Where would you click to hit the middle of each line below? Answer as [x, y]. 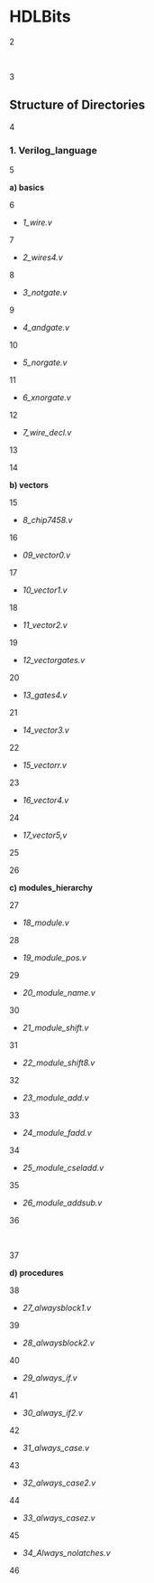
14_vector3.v [45, 730]
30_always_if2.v [52, 1413]
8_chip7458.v [47, 520]
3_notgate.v [45, 293]
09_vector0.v [46, 555]
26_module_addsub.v [62, 1203]
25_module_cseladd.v [63, 1168]
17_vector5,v [45, 835]
